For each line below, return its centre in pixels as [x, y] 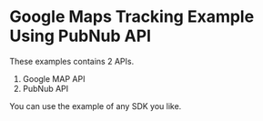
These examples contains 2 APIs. [72, 61]
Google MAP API [54, 78]
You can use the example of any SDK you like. [96, 106]
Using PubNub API [81, 36]
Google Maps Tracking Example [132, 17]
